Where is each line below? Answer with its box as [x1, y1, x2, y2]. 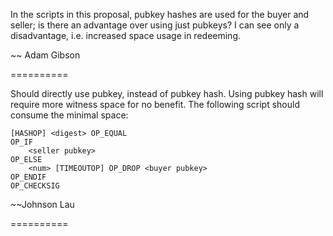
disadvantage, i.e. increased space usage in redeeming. [10, 30, 242, 41]
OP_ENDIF [10, 172, 47, 182]
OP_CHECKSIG [10, 181, 60, 191]
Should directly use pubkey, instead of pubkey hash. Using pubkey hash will [10, 88, 324, 99]
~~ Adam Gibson [10, 49, 81, 61]
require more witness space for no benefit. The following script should [10, 99, 301, 110]
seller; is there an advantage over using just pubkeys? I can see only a [10, 19, 300, 31]
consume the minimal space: [10, 109, 129, 121]
